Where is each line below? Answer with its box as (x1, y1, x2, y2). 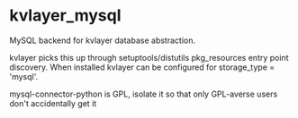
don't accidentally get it (9, 97, 97, 108)
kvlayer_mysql (9, 5, 122, 26)
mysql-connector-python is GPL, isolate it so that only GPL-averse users (9, 88, 278, 99)
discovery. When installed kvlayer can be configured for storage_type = (9, 62, 275, 72)
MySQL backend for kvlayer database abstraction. (9, 35, 196, 46)
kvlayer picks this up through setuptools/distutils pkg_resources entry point (9, 52, 289, 63)
